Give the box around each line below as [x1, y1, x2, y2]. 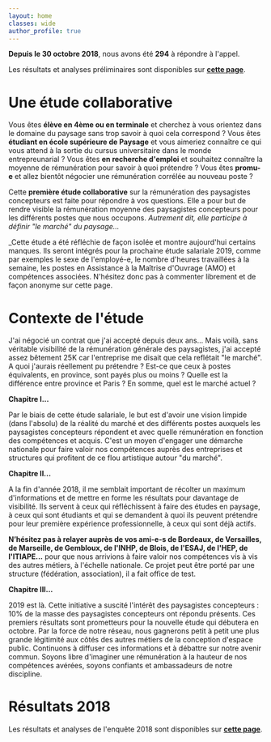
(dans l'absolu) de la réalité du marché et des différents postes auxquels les [8, 419, 261, 429]
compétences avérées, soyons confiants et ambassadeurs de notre [8, 661, 233, 671]
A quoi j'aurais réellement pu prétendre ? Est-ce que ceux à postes [8, 361, 231, 371]
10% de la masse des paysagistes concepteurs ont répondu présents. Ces [8, 609, 256, 619]
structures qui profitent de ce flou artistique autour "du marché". [8, 453, 223, 463]
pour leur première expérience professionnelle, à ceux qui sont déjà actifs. [8, 519, 256, 529]
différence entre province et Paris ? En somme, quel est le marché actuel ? [8, 378, 256, 389]
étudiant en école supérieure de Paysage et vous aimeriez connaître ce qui [8, 137, 261, 147]
